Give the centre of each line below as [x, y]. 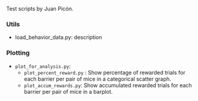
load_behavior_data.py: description [58, 37]
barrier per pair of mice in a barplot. [68, 91]
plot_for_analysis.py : [43, 66]
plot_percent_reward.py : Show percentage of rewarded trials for [104, 72]
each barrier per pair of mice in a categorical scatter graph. [97, 79]
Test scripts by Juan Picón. [40, 9]
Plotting [18, 53]
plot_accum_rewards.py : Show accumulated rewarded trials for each [108, 85]
